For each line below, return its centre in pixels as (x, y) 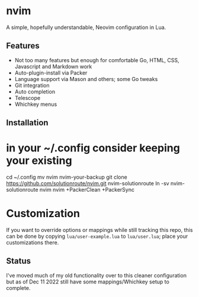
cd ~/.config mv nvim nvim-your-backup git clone (67, 177)
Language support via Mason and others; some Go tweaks (86, 79)
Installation (27, 123)
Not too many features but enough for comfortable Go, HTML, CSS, (97, 60)
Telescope (27, 98)
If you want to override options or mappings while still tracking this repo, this (99, 230)
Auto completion (35, 91)
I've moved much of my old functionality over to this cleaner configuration (96, 275)
